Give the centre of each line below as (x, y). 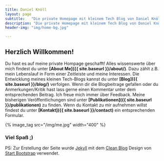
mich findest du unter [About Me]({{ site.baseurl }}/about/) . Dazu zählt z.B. (82, 68)
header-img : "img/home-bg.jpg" (37, 28)
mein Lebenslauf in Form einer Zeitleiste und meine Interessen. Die (72, 74)
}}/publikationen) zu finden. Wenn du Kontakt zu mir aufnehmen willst (76, 105)
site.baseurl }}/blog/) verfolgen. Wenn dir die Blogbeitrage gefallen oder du (82, 84)
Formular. (15, 115)
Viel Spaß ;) (19, 137)
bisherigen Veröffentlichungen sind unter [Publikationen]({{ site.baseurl (79, 100)
